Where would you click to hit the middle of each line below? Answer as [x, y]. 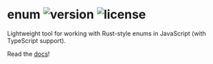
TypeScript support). [37, 40]
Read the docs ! [29, 54]
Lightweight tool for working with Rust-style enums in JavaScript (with [106, 33]
